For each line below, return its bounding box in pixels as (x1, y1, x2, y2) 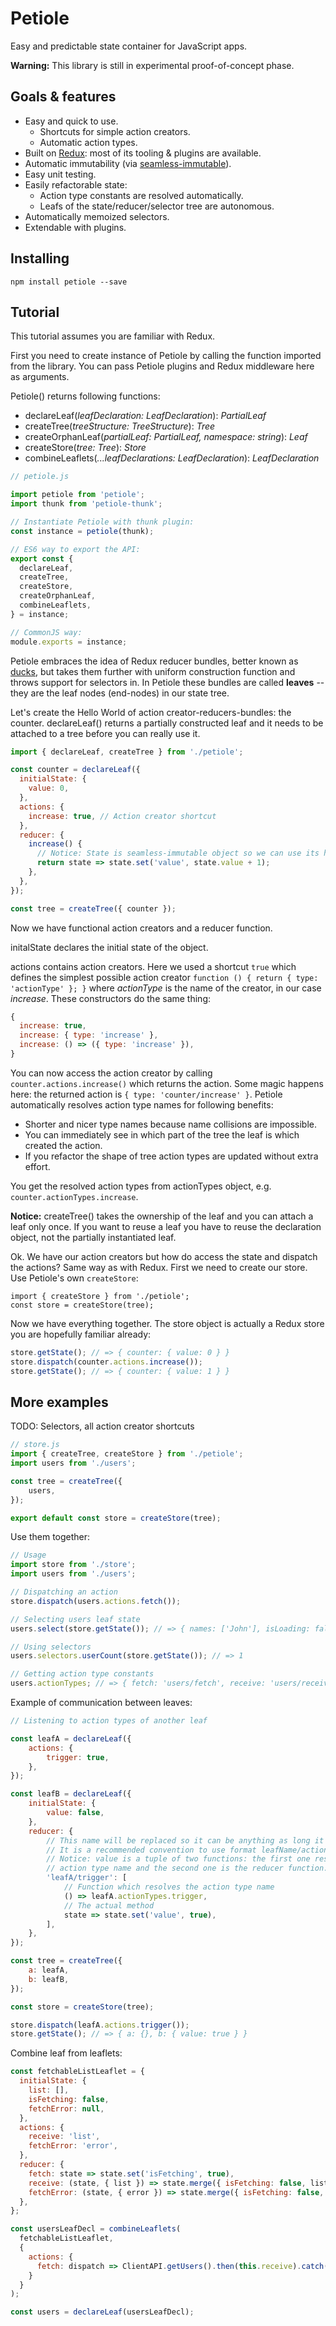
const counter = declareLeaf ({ (10, 765, 141, 775)
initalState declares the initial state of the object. (10, 941, 209, 953)
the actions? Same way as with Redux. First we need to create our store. (10, 1261, 308, 1273)
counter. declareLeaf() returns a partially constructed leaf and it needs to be (10, 717, 324, 729)
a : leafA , (28, 1965, 70, 1976)
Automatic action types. (39, 136, 138, 148)
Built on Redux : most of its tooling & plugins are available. (24, 147, 262, 159)
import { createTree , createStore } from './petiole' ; (10, 1449, 244, 1459)
